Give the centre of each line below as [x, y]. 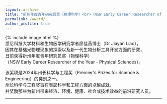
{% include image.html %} [32, 38]
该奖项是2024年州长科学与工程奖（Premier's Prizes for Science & [72, 73]
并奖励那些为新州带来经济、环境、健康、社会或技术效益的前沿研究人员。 [79, 91]
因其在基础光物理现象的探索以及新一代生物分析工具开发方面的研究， [75, 50]
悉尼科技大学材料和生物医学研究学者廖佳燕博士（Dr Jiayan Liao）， [73, 44]
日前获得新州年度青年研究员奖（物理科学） [49, 56]
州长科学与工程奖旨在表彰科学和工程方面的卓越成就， [60, 85]
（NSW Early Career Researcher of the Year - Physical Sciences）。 [74, 62]
